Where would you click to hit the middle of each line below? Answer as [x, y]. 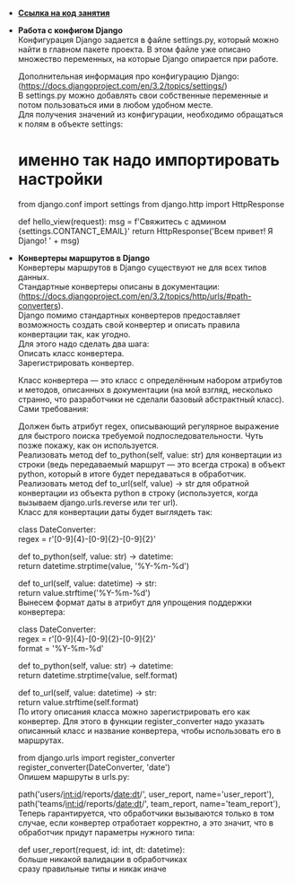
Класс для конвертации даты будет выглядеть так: [115, 511]
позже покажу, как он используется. [88, 445]
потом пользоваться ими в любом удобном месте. [115, 105]
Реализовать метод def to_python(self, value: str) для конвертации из [150, 455]
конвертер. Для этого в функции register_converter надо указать [141, 721]
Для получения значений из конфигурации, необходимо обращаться [151, 114]
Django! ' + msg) [49, 240]
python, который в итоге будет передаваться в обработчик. [132, 474]
